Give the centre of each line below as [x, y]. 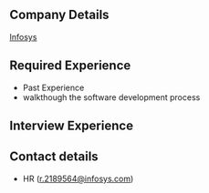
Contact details [54, 157]
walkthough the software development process [111, 97]
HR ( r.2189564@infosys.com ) [78, 178]
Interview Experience [72, 126]
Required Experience [70, 66]
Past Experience [53, 87]
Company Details [59, 15]
